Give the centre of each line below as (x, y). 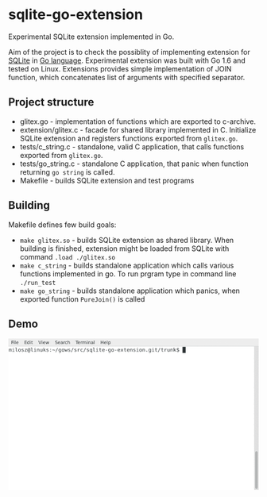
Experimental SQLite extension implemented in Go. (91, 37)
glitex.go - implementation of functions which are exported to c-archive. (138, 121)
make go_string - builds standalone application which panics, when (130, 291)
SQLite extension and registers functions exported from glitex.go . (129, 138)
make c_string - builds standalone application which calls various (127, 265)
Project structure (51, 102)
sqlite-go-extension (75, 15)
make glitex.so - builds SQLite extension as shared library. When (127, 240)
